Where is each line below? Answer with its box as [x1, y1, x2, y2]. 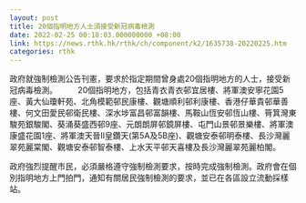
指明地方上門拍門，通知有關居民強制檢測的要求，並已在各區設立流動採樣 [16, 172, 289, 183]
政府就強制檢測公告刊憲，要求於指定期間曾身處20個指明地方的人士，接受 [9, 74, 283, 85]
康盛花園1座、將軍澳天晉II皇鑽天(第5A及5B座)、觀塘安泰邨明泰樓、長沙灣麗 [9, 130, 291, 141]
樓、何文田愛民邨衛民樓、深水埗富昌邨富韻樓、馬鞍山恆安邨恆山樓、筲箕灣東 [9, 107, 297, 118]
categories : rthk [9, 47, 76, 56]
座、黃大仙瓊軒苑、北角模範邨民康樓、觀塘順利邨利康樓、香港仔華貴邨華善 [9, 96, 289, 107]
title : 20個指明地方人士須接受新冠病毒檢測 [9, 22, 155, 31]
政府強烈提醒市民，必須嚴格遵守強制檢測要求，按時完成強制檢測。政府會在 [9, 161, 289, 172]
